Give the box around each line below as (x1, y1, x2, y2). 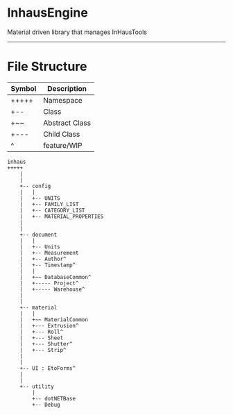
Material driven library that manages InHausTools (7, 28, 148, 36)
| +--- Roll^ (19, 328, 64, 335)
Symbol (10, 83, 37, 93)
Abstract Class (42, 118, 92, 128)
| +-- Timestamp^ (19, 262, 76, 269)
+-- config (19, 183, 51, 189)
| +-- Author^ (19, 255, 67, 262)
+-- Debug (32, 401, 60, 408)
